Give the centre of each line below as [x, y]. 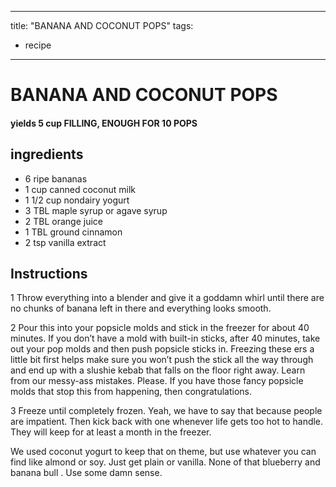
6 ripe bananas [56, 178]
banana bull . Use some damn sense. [86, 473]
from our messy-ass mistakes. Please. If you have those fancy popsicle [157, 381]
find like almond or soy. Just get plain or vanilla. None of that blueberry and [165, 462]
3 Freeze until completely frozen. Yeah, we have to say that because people [166, 411]
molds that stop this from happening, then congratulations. [131, 392]
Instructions [49, 273]
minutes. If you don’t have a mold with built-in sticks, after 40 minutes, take [165, 338]
